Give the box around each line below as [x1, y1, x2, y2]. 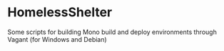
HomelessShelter [7, 4, 113, 21]
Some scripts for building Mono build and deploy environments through [7, 28, 218, 36]
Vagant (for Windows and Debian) [7, 35, 107, 43]
